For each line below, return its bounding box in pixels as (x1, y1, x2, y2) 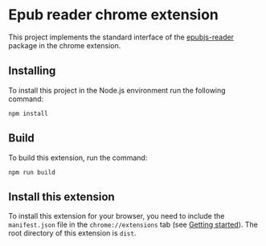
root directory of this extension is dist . (8, 228, 137, 238)
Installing (8, 64, 56, 78)
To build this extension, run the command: (8, 153, 148, 162)
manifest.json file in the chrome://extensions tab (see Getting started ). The (8, 219, 259, 230)
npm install (8, 109, 48, 117)
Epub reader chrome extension (8, 6, 219, 24)
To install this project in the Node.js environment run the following (8, 85, 227, 95)
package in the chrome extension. (8, 40, 121, 50)
